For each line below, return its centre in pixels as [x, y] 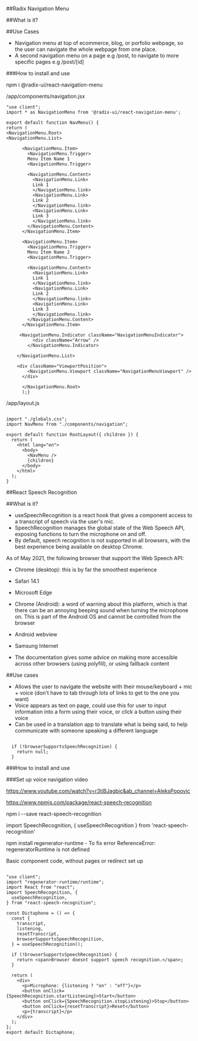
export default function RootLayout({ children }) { [72, 435]
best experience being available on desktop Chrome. [79, 547]
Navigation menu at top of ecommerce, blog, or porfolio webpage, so [99, 43]
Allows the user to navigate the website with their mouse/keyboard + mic [103, 687]
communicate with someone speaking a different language [86, 730]
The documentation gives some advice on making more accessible [96, 657]
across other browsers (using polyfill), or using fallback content [92, 664]
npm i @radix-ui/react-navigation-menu [55, 85]
